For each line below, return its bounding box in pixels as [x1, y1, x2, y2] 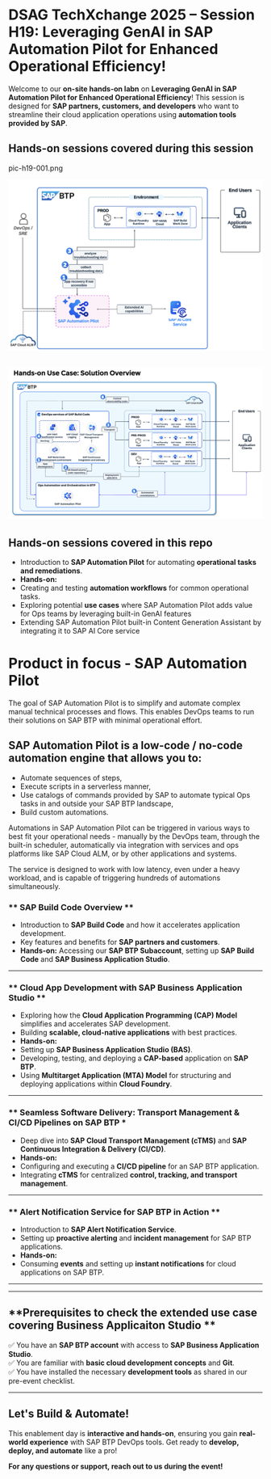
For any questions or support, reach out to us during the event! [8, 1461, 223, 1471]
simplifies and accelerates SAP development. [19, 1019, 171, 1029]
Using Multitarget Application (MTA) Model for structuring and [19, 1071, 231, 1081]
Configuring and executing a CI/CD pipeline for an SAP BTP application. [19, 1161, 260, 1171]
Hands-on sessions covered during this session [8, 141, 254, 155]
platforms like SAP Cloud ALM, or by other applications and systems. [8, 849, 237, 858]
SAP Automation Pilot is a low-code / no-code [8, 739, 244, 752]
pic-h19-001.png [8, 163, 63, 173]
